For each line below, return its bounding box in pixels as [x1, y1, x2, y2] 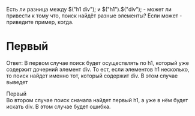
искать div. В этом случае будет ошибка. [6, 103, 111, 110]
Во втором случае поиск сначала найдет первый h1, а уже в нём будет [6, 96, 188, 103]
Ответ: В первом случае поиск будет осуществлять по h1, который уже [6, 59, 189, 66]
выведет [6, 78, 28, 85]
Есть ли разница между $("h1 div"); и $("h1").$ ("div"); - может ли [6, 6, 172, 13]
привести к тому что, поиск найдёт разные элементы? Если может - [6, 12, 182, 19]
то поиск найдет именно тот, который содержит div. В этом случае [6, 72, 178, 79]
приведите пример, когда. [6, 19, 74, 25]
